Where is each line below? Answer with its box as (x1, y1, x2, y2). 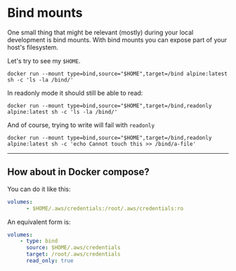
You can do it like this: (7, 185, 71, 193)
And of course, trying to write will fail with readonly (7, 121, 155, 129)
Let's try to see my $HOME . (7, 56, 81, 65)
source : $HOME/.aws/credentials (25, 244, 121, 251)
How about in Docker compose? (7, 166, 150, 178)
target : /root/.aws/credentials (25, 251, 121, 258)
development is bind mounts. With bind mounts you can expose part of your (7, 35, 227, 44)
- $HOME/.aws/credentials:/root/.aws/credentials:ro (25, 205, 184, 212)
